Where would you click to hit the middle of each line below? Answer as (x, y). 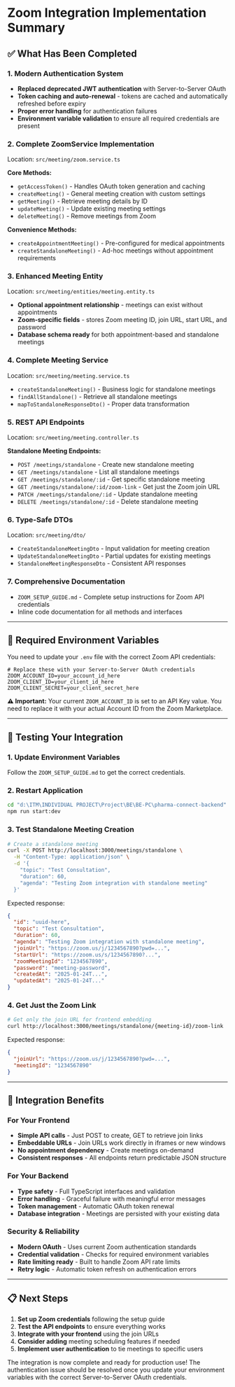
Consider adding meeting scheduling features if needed (99, 1341)
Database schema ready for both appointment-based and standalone (118, 335)
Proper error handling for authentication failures (87, 111)
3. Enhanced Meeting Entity (55, 276)
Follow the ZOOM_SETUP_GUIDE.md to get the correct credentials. (96, 773)
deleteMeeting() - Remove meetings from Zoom (86, 216)
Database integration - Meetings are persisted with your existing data (119, 1213)
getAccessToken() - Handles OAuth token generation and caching (111, 186)
